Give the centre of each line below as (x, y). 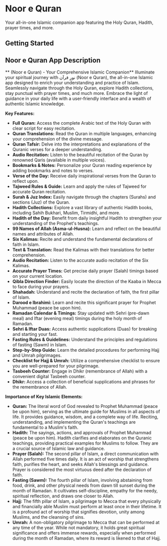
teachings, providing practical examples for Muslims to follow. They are (85, 443)
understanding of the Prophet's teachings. (56, 224)
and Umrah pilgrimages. (37, 355)
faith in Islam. (26, 244)
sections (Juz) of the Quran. (41, 202)
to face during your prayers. (41, 287)
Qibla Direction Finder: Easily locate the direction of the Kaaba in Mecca (87, 282)
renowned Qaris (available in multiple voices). (59, 160)
